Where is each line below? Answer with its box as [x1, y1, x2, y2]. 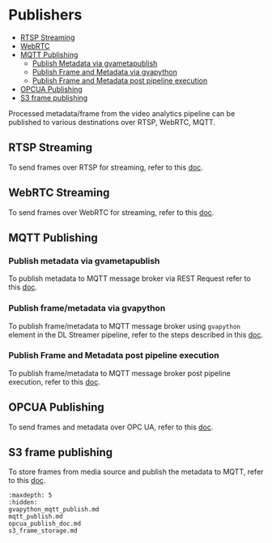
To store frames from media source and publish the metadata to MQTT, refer [8, 467, 264, 476]
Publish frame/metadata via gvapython [8, 303, 166, 314]
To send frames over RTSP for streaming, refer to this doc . [8, 162, 204, 172]
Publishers [8, 6, 83, 24]
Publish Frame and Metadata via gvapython [32, 67, 178, 76]
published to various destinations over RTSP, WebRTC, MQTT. [8, 117, 216, 127]
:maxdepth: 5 [8, 491, 53, 500]
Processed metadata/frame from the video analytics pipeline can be [8, 108, 236, 119]
